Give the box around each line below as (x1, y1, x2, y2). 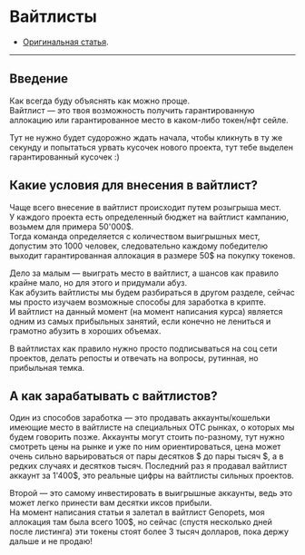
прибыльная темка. (9, 362, 85, 373)
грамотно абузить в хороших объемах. (9, 325, 162, 336)
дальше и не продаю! (9, 536, 93, 547)
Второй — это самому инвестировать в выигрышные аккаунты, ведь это (9, 488, 293, 499)
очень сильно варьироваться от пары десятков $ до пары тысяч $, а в (9, 451, 284, 462)
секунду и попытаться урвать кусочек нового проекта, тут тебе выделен (9, 141, 293, 152)
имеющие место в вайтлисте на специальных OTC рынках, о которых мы (9, 422, 295, 433)
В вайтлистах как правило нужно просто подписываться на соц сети (9, 343, 278, 354)
